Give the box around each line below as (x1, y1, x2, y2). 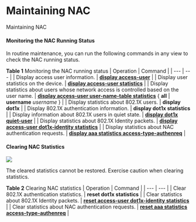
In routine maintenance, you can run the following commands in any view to (6, 50, 188, 57)
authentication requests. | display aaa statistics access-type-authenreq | (6, 130, 186, 137)
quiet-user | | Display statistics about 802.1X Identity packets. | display (6, 117, 178, 124)
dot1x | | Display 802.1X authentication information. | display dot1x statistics (6, 105, 191, 112)
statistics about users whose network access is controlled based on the (6, 86, 179, 93)
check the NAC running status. (6, 56, 80, 63)
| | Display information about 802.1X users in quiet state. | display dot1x (6, 111, 178, 118)
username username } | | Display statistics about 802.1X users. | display (6, 98, 181, 106)
